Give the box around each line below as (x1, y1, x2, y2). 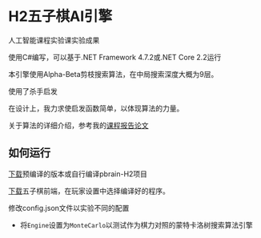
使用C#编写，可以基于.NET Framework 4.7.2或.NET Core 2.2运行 (8, 52, 222, 62)
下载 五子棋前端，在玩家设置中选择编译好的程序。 (8, 186, 170, 196)
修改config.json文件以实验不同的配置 (8, 203, 130, 212)
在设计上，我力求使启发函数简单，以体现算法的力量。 (8, 103, 184, 113)
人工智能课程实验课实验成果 (8, 35, 100, 45)
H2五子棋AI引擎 (8, 7, 113, 26)
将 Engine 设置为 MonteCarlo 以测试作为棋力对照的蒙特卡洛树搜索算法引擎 (19, 220, 254, 229)
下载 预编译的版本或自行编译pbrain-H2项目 (8, 169, 148, 179)
